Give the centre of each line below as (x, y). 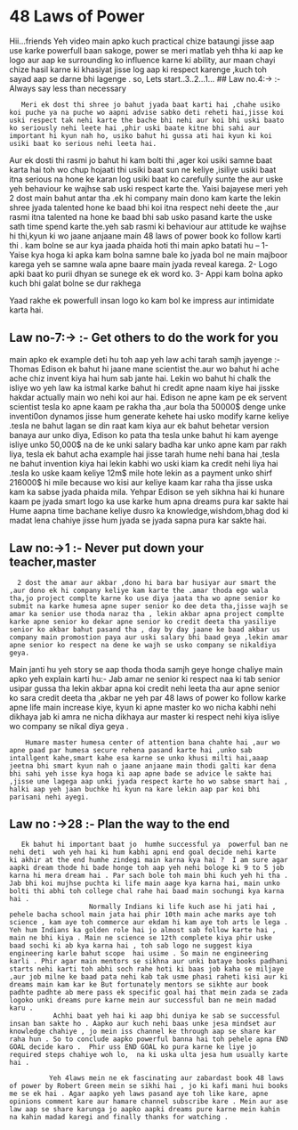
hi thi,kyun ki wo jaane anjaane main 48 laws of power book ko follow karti (145, 236)
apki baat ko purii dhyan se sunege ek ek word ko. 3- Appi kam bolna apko (146, 273)
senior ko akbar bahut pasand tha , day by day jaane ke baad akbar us (145, 630)
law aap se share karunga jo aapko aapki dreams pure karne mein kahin (145, 1110)
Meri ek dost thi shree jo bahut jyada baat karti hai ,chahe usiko (150, 104)
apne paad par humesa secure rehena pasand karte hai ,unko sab (131, 750)
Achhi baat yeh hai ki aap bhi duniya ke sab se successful (166, 1016)
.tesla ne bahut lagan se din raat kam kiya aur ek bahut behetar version (139, 426)
